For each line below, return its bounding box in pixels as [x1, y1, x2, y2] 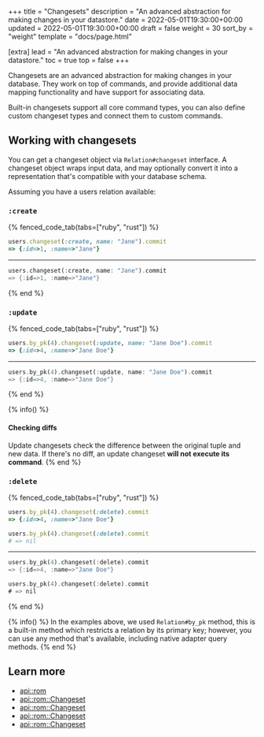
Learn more [8, 665, 66, 679]
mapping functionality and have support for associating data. [8, 87, 206, 97]
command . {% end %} [8, 457, 82, 467]
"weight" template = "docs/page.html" [8, 32, 132, 41]
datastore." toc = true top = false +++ [8, 55, 130, 65]
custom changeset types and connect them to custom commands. [8, 111, 223, 121]
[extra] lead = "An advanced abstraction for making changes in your [8, 47, 229, 56]
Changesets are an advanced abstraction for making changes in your [8, 71, 232, 80]
